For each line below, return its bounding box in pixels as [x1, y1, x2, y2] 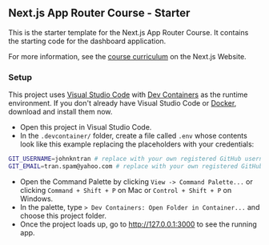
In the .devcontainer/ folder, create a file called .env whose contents [19, 131, 248, 141]
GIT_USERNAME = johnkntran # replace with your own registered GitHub [8, 155, 242, 163]
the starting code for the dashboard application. [8, 36, 167, 46]
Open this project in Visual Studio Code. [19, 122, 152, 132]
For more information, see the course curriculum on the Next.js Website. [8, 51, 247, 61]
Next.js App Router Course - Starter [8, 6, 191, 20]
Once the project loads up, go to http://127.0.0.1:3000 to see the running [19, 219, 258, 229]
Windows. [19, 194, 54, 203]
